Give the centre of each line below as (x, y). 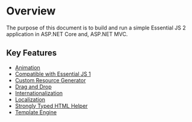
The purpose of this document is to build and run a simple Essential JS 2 (96, 28)
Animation (27, 67)
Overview (31, 11)
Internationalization (39, 93)
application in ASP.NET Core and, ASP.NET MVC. (67, 34)
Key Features (32, 53)
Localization (30, 99)
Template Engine (36, 112)
